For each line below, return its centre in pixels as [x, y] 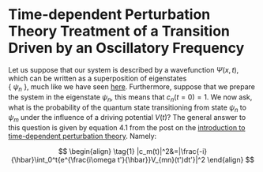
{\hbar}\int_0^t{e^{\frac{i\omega [63, 160]
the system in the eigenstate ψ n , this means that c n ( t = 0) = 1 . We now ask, [130, 98]
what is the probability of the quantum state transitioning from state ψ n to [128, 108]
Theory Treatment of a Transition [119, 31]
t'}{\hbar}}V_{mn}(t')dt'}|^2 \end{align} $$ [186, 160]
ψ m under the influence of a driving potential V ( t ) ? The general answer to [127, 118]
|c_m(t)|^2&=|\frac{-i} [172, 151]
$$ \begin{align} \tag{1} [97, 151]
